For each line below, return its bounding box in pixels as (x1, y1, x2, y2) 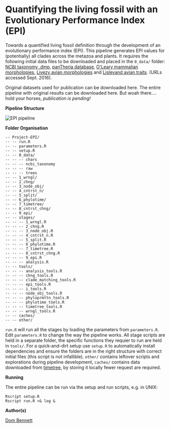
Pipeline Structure (5, 105, 45, 111)
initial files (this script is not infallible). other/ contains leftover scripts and (5, 353, 160, 360)
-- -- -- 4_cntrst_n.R (5, 233, 53, 238)
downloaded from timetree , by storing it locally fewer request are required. (5, 364, 161, 370)
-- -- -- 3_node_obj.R (5, 228, 53, 233)
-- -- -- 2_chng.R (5, 224, 44, 229)
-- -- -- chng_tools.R (5, 273, 53, 278)
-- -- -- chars (5, 157, 38, 162)
